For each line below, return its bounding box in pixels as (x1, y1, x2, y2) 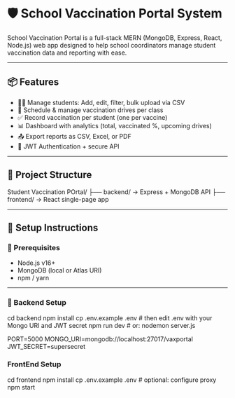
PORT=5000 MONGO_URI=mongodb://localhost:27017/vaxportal (7, 334, 194, 343)
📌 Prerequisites (7, 242, 61, 252)
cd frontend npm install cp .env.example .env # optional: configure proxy (7, 376, 217, 384)
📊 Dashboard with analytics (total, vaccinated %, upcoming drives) (17, 121, 212, 130)
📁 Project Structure (7, 169, 92, 181)
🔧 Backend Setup (7, 298, 66, 308)
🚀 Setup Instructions (7, 221, 99, 233)
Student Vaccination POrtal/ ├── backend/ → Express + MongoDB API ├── (7, 187, 226, 196)
